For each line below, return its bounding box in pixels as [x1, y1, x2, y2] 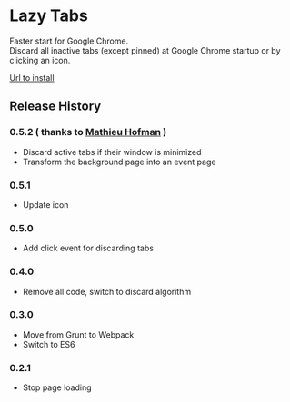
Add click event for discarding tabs [22, 242, 155, 254]
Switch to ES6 [22, 338, 75, 349]
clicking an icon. [9, 54, 71, 65]
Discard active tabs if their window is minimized [22, 146, 202, 157]
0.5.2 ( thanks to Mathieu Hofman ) [9, 126, 167, 139]
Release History [9, 99, 102, 114]
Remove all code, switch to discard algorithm [22, 286, 192, 297]
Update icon [22, 199, 69, 210]
